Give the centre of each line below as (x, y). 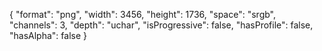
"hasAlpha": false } (48, 35)
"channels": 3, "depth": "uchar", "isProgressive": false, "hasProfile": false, (161, 25)
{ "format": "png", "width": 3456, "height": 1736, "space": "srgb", (142, 14)
